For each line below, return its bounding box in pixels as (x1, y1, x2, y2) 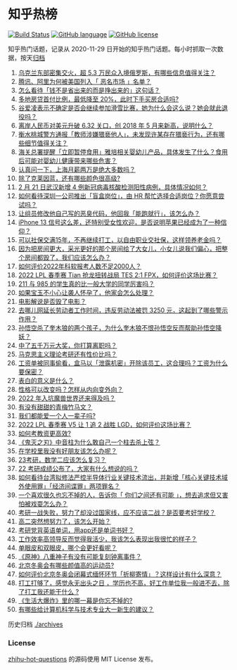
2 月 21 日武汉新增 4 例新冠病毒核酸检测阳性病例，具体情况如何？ (18, 182, 208, 191)
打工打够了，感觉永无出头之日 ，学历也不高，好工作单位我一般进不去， (18, 579, 224, 587)
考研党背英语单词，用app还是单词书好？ (18, 526, 134, 534)
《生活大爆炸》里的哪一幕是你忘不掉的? (18, 596, 133, 605)
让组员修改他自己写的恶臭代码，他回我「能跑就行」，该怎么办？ (18, 209, 200, 217)
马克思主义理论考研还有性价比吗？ (18, 350, 117, 358)
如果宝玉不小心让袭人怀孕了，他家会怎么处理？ (18, 288, 154, 296)
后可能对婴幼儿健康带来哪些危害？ (18, 156, 117, 165)
